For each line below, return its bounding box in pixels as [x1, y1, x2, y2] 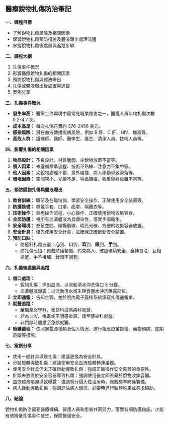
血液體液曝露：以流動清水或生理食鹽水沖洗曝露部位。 [20, 288, 131, 294]
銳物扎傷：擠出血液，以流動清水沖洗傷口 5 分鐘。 [20, 281, 122, 288]
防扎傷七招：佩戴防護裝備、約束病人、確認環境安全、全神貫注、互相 [20, 247, 161, 253]
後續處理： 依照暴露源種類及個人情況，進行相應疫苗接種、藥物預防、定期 [12, 325, 164, 331]
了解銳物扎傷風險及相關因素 [12, 30, 70, 36]
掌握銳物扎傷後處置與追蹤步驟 [12, 42, 74, 48]
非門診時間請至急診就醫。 [20, 319, 73, 325]
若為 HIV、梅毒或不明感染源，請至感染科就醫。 [20, 313, 117, 319]
